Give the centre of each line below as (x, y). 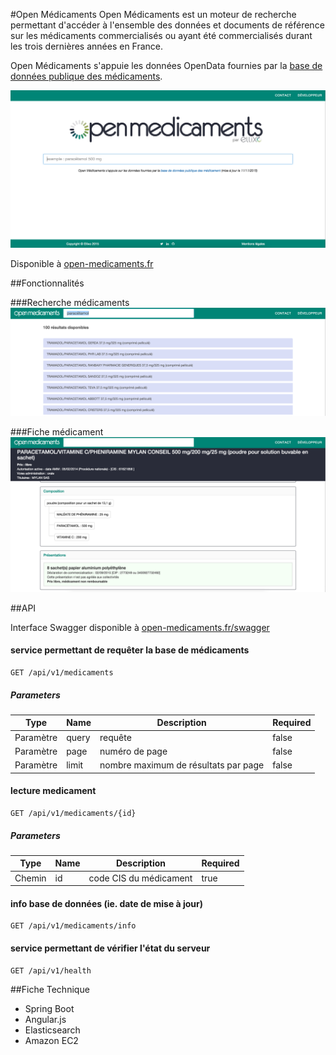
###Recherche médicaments (70, 303)
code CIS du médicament (140, 878)
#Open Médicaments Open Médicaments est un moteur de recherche (153, 14)
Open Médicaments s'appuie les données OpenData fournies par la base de (166, 65)
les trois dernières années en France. (87, 46)
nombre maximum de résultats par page (182, 765)
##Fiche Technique (50, 989)
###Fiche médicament (57, 431)
